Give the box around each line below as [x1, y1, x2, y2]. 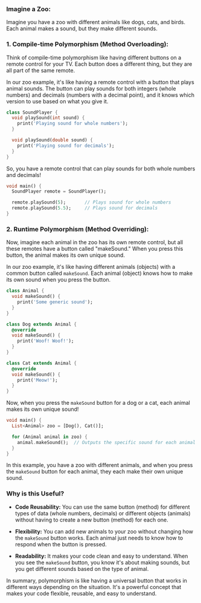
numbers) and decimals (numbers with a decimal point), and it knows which [6, 91, 195, 98]
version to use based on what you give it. [6, 97, 109, 105]
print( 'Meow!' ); [17, 377, 59, 383]
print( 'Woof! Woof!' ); [17, 338, 74, 344]
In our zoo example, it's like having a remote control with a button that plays [6, 78, 194, 86]
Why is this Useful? [6, 489, 65, 498]
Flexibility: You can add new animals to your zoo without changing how [14, 527, 194, 535]
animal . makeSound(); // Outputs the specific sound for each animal [17, 439, 196, 445]
